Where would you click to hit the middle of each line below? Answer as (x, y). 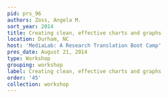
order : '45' (24, 78)
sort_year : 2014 (30, 26)
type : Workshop (29, 59)
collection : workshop (38, 84)
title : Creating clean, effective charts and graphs (84, 33)
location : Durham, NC (38, 39)
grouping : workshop (35, 65)
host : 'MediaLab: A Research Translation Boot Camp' (84, 46)
